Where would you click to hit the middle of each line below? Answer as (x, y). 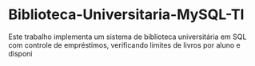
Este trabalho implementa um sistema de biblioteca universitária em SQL (127, 37)
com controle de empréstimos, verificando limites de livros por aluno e (125, 45)
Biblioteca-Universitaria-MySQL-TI (126, 15)
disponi (20, 53)
